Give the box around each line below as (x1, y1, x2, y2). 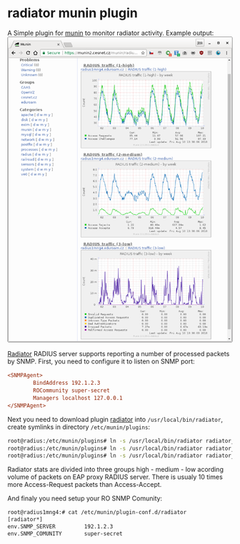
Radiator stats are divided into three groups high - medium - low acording (7, 465, 224, 474)
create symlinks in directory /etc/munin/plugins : (7, 423, 151, 431)
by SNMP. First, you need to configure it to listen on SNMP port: (7, 357, 195, 366)
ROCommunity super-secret (33, 387, 111, 394)
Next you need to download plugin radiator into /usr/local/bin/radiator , (7, 415, 224, 423)
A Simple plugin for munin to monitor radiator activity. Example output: (7, 29, 214, 37)
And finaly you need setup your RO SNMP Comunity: (7, 494, 163, 503)
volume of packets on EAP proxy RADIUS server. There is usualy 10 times (7, 473, 223, 481)
